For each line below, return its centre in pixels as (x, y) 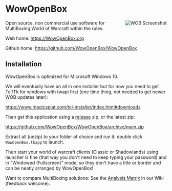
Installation (24, 64)
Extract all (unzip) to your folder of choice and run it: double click (74, 137)
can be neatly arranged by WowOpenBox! (49, 168)
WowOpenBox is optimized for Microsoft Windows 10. (62, 76)
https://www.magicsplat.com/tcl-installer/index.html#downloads (73, 107)
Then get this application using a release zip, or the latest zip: (70, 117)
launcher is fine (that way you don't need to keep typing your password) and (86, 157)
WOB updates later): (27, 97)
